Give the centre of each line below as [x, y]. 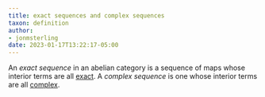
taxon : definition [38, 23]
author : [21, 30]
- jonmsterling [33, 38]
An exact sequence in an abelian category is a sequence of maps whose [127, 68]
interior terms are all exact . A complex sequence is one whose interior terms [133, 76]
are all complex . [34, 85]
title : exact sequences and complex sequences [86, 16]
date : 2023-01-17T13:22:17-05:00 [63, 45]
